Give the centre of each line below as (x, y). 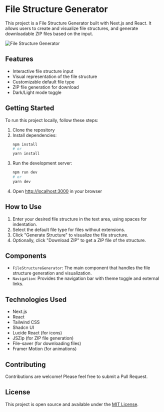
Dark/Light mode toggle (37, 92)
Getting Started (30, 108)
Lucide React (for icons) (37, 333)
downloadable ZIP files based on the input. (49, 33)
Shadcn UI (23, 327)
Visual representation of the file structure (55, 76)
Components (26, 256)
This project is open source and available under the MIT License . (72, 404)
